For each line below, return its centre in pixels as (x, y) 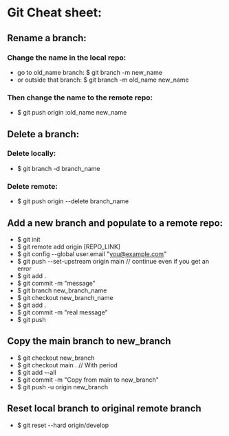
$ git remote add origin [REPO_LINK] (69, 246)
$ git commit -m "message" (56, 283)
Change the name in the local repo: (67, 58)
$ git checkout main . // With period (67, 365)
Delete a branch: (43, 134)
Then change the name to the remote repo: (80, 97)
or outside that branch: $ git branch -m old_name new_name (103, 80)
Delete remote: (33, 186)
